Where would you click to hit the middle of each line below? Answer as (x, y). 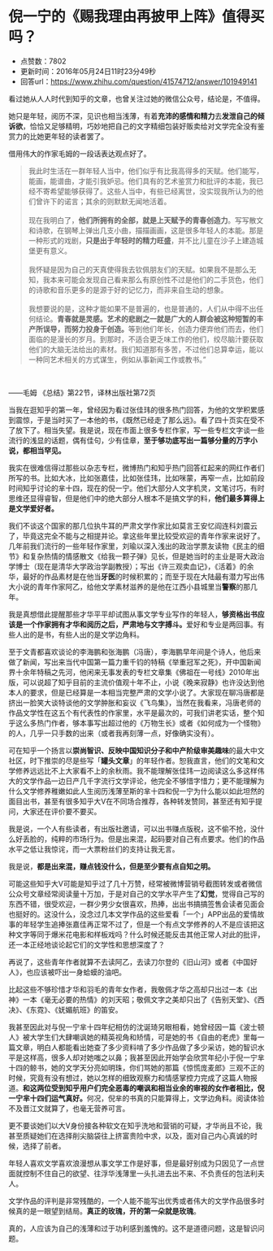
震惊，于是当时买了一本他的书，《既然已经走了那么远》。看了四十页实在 (132, 420)
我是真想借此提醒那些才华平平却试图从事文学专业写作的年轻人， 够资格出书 (133, 614)
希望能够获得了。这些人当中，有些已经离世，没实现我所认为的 (153, 191)
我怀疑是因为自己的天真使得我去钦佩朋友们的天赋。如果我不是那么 (139, 269)
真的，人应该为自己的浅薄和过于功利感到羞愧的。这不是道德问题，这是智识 (133, 1228)
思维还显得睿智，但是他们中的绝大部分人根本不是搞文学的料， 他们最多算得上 (136, 498)
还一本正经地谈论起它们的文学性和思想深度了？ (87, 944)
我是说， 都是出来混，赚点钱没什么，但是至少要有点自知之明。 (112, 866)
